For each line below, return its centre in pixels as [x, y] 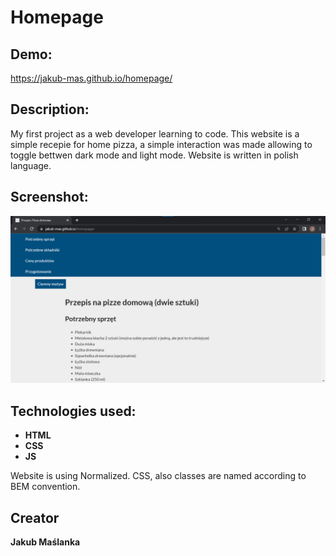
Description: [50, 109]
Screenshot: [49, 197]
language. [31, 165]
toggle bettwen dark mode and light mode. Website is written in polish [154, 155]
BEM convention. [45, 487]
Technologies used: [73, 411]
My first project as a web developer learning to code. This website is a [155, 133]
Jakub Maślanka [45, 542]
